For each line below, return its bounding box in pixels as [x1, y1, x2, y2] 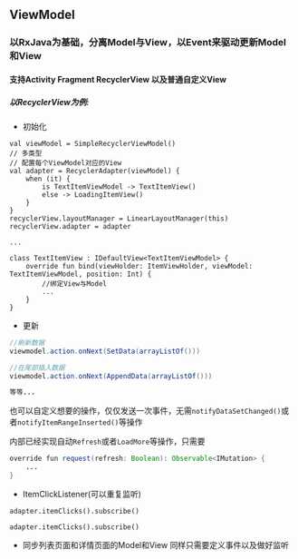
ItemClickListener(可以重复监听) [22, 488, 142, 499]
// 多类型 [9, 149, 43, 158]
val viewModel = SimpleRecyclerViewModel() [9, 139, 177, 148]
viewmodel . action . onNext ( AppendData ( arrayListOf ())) [9, 371, 213, 380]
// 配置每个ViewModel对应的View [9, 158, 122, 167]
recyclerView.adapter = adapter [9, 221, 131, 230]
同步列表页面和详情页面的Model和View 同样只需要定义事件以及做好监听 [22, 539, 290, 550]
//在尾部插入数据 [9, 363, 65, 372]
